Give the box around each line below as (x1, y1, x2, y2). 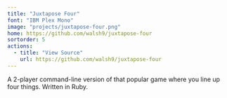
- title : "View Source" (13, 50, 83, 57)
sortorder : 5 (7, 36, 46, 43)
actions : (7, 43, 33, 50)
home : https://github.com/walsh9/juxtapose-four (7, 29, 153, 37)
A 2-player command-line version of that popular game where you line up (7, 75, 220, 83)
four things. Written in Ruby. (7, 82, 89, 91)
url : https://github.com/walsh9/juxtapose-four (20, 56, 162, 63)
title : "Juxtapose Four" (7, 10, 80, 17)
